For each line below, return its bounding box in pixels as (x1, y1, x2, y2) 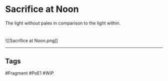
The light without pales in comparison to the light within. (5, 20, 121, 26)
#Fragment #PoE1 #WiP (5, 70, 54, 76)
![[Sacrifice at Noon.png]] (5, 37, 58, 43)
